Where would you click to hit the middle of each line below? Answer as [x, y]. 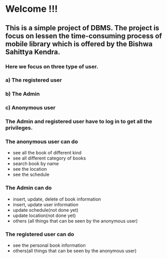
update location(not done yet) [44, 215]
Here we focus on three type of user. [52, 66]
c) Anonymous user [30, 108]
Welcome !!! [32, 9]
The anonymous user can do [42, 142]
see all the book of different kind [47, 153]
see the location [30, 169]
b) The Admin [23, 94]
